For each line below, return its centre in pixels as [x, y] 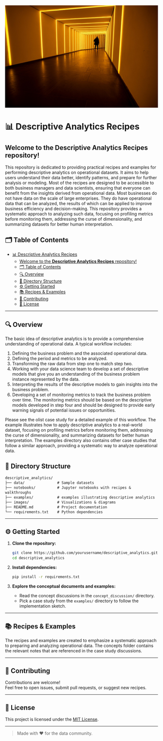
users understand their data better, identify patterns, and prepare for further [81, 177]
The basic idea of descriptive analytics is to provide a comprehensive [74, 339]
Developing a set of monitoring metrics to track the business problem [81, 395]
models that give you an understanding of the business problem [76, 374]
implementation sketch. [43, 606]
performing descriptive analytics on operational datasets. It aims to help [77, 172]
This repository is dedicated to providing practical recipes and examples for [81, 167]
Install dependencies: [34, 567]
